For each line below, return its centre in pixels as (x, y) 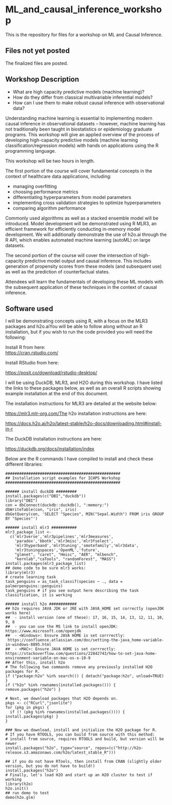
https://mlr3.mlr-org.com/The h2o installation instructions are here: (76, 414)
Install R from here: (25, 347)
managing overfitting (35, 186)
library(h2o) (19, 784)
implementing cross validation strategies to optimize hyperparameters (87, 203)
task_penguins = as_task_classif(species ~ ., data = (64, 582)
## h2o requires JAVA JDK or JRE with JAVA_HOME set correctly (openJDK (85, 609)
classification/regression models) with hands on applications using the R (82, 145)
